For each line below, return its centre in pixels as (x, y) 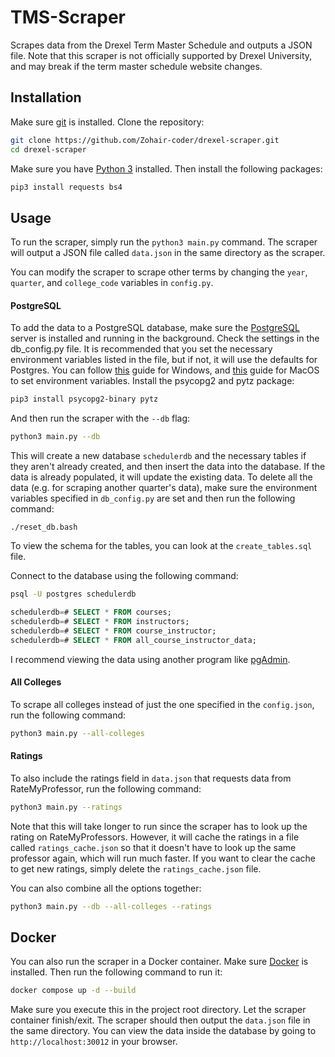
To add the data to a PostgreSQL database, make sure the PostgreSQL (155, 328)
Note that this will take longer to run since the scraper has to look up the (159, 826)
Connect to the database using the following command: (124, 576)
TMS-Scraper (68, 17)
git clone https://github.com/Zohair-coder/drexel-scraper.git (145, 140)
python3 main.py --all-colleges (77, 733)
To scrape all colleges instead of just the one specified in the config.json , (162, 704)
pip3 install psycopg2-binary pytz (84, 399)
